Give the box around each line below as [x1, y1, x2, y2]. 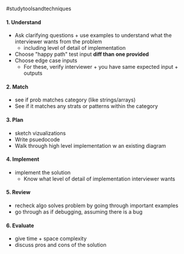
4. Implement [6, 155, 40, 163]
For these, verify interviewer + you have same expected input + [23, 63, 179, 71]
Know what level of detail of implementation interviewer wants [23, 175, 176, 182]
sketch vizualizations [14, 129, 66, 136]
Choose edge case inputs [14, 57, 78, 64]
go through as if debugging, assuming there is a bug [14, 208, 143, 215]
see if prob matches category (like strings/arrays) [14, 96, 136, 103]
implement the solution [14, 169, 71, 176]
